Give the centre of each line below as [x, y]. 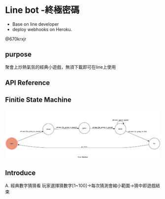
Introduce [20, 173]
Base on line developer [35, 24]
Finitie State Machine [38, 99]
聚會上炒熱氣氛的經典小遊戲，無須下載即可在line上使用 [61, 67]
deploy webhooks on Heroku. [42, 29]
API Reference [28, 83]
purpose [18, 55]
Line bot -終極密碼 [42, 10]
